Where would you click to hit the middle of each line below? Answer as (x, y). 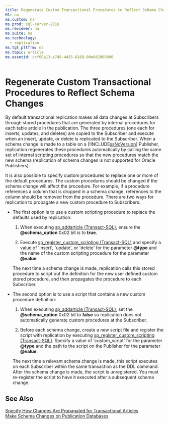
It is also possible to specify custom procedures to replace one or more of (82, 175)
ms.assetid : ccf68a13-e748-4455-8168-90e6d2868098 (59, 57)
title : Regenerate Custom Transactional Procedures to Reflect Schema (81, 10)
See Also (19, 398)
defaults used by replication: (42, 217)
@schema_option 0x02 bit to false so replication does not (81, 315)
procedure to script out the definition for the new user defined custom (85, 274)
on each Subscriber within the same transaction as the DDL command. (86, 366)
